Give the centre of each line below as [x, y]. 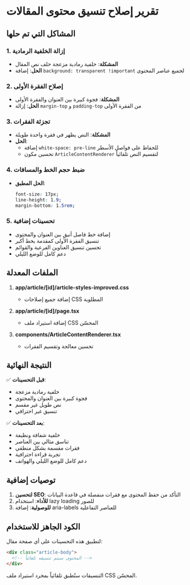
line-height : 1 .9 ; [38, 200]
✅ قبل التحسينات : [26, 380]
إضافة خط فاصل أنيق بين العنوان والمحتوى [63, 234]
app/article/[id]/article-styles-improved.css [72, 287]
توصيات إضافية [31, 480]
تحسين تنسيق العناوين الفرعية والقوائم [58, 247]
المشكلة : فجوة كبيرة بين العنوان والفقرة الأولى [67, 100]
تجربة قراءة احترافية [38, 455]
